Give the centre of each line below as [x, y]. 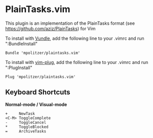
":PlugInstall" [19, 67]
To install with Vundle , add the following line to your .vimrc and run [75, 38]
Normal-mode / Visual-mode [36, 104]
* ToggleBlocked [27, 127]
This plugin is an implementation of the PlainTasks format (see [70, 23]
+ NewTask [20, 114]
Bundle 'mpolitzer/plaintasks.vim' [43, 53]
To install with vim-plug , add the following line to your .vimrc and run [77, 62]
